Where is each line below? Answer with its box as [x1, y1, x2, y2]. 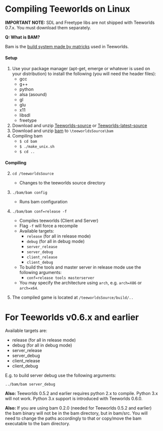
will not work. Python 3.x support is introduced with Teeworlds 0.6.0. [5, 396, 143, 402]
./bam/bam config [12, 190, 48, 196]
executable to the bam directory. [5, 421, 71, 427]
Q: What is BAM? [5, 34, 40, 40]
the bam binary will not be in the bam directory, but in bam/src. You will [5, 411, 148, 416]
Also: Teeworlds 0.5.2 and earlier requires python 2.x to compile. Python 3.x [5, 391, 158, 396]
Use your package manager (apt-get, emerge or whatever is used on [12, 66, 150, 72]
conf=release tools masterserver [26, 275, 95, 281]
